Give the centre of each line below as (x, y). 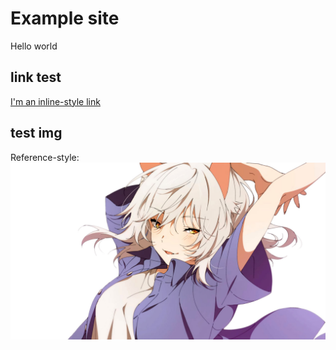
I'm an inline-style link (55, 101)
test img (36, 133)
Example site (65, 18)
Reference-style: (45, 157)
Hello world (34, 46)
